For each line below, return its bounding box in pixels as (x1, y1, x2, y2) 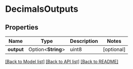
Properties (5, 23, 39, 32)
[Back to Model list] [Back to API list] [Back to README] (5, 59, 119, 65)
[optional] (103, 46, 126, 53)
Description (70, 38, 98, 44)
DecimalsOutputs (5, 3, 79, 15)
